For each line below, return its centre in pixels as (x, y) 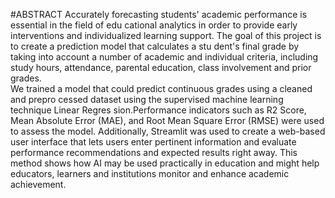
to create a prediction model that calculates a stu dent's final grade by (155, 46)
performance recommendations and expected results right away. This (154, 152)
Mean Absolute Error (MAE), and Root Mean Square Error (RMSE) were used (167, 120)
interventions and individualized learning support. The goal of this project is (166, 35)
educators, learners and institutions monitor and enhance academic (150, 173)
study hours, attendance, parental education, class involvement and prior (161, 67)
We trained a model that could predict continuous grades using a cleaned (161, 88)
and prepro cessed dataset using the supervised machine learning (147, 99)
